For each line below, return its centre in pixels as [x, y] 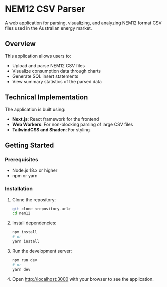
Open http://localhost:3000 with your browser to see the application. [83, 279]
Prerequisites [22, 159]
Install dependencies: [34, 223]
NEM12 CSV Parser [45, 9]
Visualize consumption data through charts [57, 71]
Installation [19, 189]
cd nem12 [21, 213]
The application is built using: [35, 109]
